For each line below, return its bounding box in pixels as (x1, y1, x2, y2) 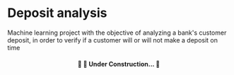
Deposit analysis (7, 5, 107, 21)
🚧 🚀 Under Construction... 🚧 (77, 59, 160, 68)
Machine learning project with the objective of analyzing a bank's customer (7, 28, 227, 37)
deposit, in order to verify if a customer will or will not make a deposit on (7, 35, 218, 44)
